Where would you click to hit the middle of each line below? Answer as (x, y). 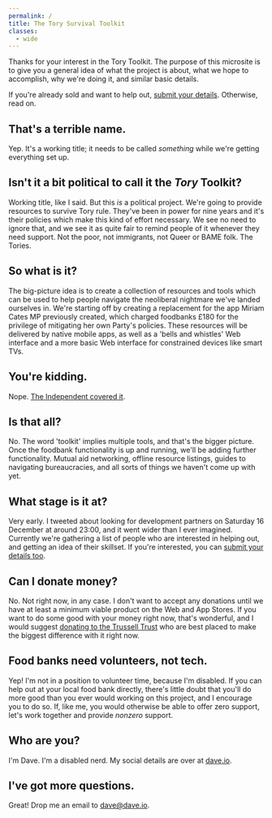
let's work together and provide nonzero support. (91, 715)
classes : (23, 31)
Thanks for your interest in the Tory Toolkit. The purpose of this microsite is (135, 62)
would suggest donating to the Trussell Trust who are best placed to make (133, 626)
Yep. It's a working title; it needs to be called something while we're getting (134, 149)
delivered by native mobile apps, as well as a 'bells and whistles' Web (125, 333)
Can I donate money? (63, 581)
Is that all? (35, 422)
